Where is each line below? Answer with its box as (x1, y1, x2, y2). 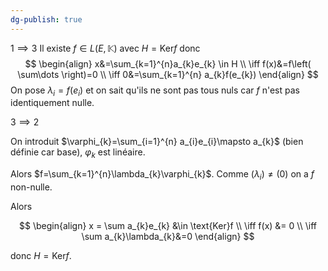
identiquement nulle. (10, 97, 95, 109)
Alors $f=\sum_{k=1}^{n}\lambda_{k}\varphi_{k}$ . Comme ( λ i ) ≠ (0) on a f (10, 168, 315, 183)
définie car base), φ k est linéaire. (10, 146, 146, 161)
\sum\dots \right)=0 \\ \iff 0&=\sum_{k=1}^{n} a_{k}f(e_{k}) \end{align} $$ (17, 68, 319, 80)
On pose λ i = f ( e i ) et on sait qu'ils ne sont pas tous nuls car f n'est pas (10, 84, 300, 98)
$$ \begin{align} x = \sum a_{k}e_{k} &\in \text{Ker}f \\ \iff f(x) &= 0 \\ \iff (19, 220, 317, 232)
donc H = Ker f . (10, 250, 72, 262)
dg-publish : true (10, 14, 83, 25)
